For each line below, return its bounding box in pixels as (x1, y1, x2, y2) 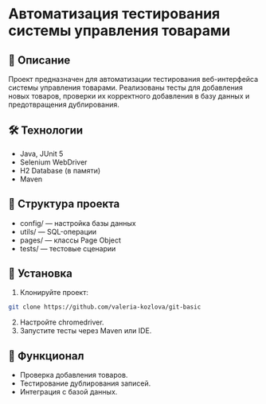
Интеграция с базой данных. (19, 387, 118, 397)
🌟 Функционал (8, 349, 84, 363)
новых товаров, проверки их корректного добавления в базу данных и (8, 91, 250, 100)
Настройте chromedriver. (19, 317, 105, 327)
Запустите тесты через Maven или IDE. (19, 326, 152, 336)
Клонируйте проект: (19, 288, 89, 297)
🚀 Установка (8, 267, 73, 281)
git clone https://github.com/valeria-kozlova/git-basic (8, 303, 201, 311)
